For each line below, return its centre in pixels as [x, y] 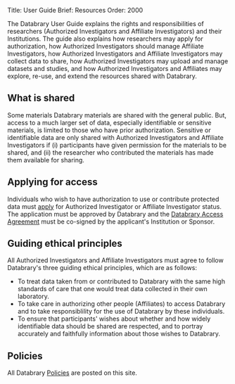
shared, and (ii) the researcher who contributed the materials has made [110, 152]
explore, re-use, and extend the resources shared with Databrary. [102, 76]
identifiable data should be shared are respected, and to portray [110, 326]
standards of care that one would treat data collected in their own [112, 289]
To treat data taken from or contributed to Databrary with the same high [121, 281]
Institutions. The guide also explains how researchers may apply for [105, 39]
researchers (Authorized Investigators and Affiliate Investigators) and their [115, 31]
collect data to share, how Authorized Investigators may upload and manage [118, 61]
